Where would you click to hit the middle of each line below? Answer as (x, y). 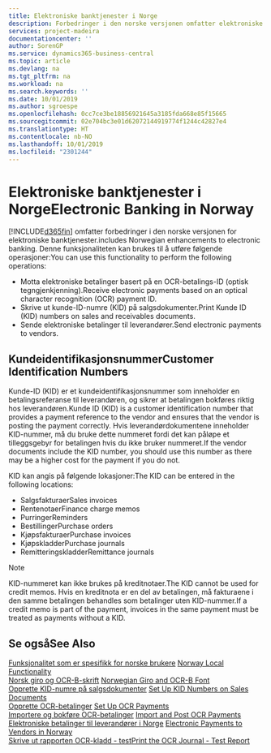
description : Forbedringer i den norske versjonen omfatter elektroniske (136, 24)
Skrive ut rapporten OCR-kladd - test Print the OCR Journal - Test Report (129, 740)
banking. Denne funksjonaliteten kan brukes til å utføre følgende (116, 249)
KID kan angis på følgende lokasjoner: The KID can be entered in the (122, 476)
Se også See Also (52, 643)
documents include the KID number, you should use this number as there (130, 452)
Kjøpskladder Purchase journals (73, 544)
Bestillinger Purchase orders (67, 526)
